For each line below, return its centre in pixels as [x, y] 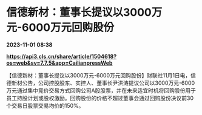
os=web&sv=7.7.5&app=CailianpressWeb [59, 63]
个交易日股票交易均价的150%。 [45, 105]
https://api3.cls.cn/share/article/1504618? [62, 56]
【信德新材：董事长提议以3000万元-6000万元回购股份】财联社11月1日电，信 [101, 75]
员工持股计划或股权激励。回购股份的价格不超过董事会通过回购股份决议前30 [100, 98]
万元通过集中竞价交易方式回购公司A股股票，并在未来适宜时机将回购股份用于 [101, 90]
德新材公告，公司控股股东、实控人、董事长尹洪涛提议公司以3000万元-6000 [101, 83]
